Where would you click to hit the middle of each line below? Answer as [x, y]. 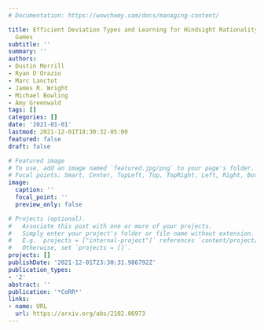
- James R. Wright [38, 88]
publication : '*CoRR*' [45, 291]
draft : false [29, 146]
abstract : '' [29, 284]
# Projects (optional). [47, 218]
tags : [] [22, 110]
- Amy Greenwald [35, 103]
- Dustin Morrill [37, 66]
